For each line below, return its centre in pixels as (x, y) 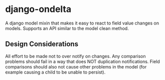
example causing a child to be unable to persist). (55, 72)
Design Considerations (42, 44)
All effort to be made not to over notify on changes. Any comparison (75, 56)
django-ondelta (38, 9)
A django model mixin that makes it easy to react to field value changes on (82, 23)
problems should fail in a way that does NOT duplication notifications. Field (83, 61)
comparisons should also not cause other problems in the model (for (76, 66)
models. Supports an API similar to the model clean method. (67, 28)
